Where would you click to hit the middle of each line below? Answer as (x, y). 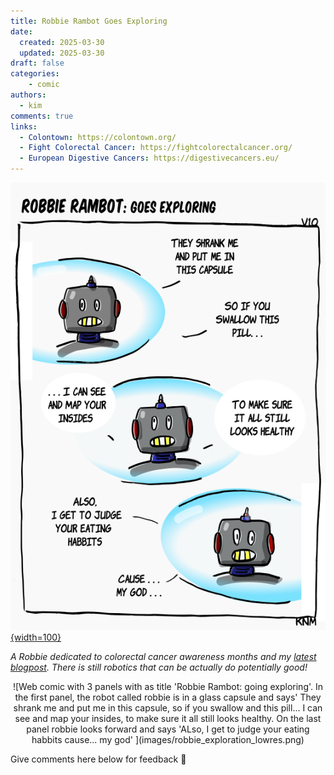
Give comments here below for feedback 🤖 (98, 759)
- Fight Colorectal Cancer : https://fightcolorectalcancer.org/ (156, 148)
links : (24, 126)
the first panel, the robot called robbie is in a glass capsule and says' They (168, 697)
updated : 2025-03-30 (62, 53)
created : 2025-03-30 (62, 42)
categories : (35, 74)
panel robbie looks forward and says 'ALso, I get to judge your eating (168, 729)
